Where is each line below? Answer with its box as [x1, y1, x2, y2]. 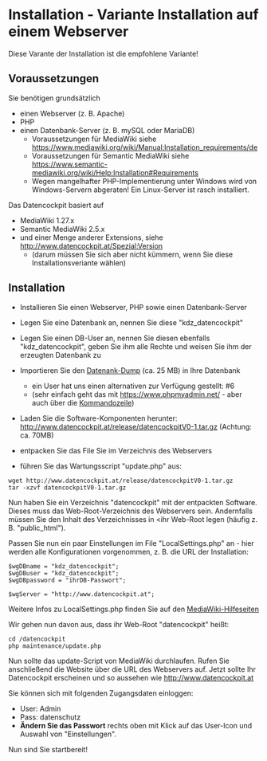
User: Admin [19, 704, 61, 713]
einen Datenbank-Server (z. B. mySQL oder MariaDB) [19, 125, 195, 135]
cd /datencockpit [8, 635, 66, 643]
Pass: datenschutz [19, 712, 81, 722]
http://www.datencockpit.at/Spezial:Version [19, 241, 163, 250]
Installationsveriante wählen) [31, 257, 126, 268]
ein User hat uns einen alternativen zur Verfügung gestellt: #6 [31, 381, 235, 390]
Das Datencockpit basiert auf [8, 200, 104, 210]
